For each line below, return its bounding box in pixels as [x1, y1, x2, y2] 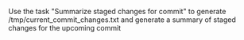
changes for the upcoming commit [8, 24, 122, 32]
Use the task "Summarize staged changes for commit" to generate [8, 7, 227, 16]
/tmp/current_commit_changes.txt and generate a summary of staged [8, 15, 236, 24]
